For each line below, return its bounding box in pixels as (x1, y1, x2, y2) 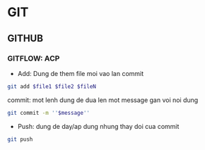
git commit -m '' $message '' (7, 109, 90, 116)
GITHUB (7, 32, 44, 44)
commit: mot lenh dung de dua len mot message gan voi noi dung (7, 96, 199, 104)
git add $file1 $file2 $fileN (7, 82, 97, 90)
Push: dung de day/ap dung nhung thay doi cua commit (17, 122, 180, 130)
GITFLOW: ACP (7, 54, 60, 63)
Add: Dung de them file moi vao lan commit (17, 69, 144, 77)
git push (7, 135, 33, 143)
